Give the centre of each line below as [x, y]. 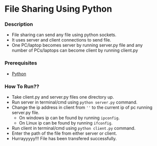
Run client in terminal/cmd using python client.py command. [73, 128]
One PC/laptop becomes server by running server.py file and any [77, 45]
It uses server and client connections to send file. [61, 40]
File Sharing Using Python [58, 9]
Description [19, 24]
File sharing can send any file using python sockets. [64, 35]
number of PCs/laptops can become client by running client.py [75, 50]
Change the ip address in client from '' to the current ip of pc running [82, 107]
